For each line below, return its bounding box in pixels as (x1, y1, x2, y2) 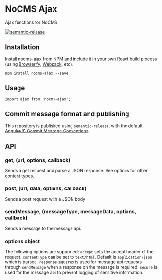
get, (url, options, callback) (5, 157, 71, 164)
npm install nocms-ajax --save (5, 71, 69, 75)
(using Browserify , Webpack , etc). (5, 61, 73, 67)
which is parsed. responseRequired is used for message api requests (5, 259, 142, 265)
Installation (5, 43, 40, 52)
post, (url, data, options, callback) (5, 185, 87, 192)
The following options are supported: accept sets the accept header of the (5, 248, 154, 254)
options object (5, 238, 40, 244)
